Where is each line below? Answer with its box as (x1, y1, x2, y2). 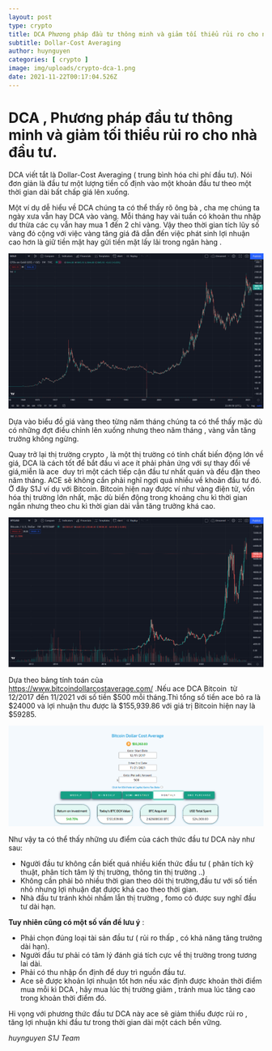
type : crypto (8, 21, 53, 30)
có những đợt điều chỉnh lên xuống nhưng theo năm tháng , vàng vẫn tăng (8, 425, 257, 434)
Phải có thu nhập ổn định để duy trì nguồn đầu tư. (19, 967, 186, 977)
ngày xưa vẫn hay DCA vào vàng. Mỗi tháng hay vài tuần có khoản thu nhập (8, 211, 261, 221)
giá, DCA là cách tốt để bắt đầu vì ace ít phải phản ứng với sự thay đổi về (8, 458, 251, 468)
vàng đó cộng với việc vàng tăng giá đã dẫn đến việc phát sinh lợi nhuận (8, 228, 250, 238)
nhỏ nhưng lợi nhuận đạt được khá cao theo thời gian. (19, 884, 198, 894)
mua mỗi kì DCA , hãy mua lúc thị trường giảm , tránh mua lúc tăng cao (19, 984, 256, 994)
